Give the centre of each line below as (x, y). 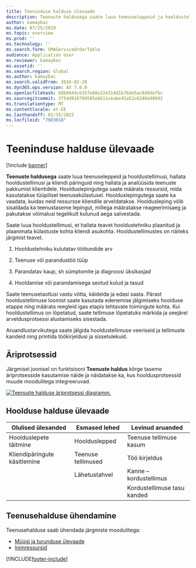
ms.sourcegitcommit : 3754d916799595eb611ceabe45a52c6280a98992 (85, 98)
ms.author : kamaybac (31, 77)
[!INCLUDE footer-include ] (37, 559)
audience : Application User (40, 55)
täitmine (20, 445)
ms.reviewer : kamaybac (34, 60)
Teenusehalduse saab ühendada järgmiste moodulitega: (73, 530)
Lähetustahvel (94, 475)
